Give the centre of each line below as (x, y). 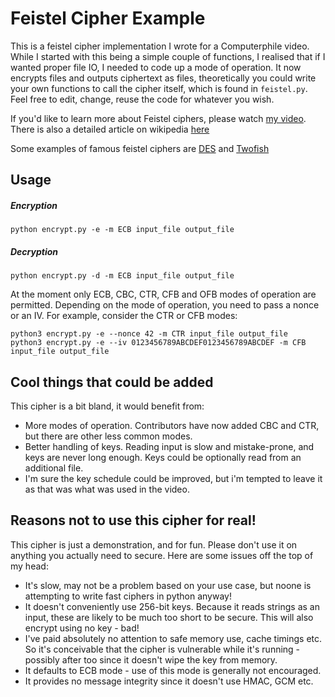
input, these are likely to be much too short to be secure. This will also (169, 617)
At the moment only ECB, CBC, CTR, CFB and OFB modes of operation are (163, 294)
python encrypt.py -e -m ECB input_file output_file (122, 230)
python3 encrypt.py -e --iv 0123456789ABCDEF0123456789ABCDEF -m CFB (158, 343)
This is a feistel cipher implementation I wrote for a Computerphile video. (160, 46)
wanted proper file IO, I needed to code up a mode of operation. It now (156, 67)
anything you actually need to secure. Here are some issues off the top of (162, 555)
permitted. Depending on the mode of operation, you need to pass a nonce (165, 305)
